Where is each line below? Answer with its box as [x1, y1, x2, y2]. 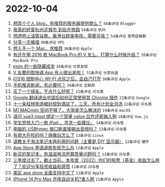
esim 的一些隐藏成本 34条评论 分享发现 [12, 63, 88, 69]
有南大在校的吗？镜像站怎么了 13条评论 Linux [12, 132, 104, 138]
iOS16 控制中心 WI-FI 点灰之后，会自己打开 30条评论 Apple [12, 76, 130, 82]
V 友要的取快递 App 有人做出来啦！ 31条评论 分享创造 [12, 69, 118, 75]
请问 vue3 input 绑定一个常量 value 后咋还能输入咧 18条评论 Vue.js [12, 113, 148, 119]
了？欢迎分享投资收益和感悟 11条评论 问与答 [12, 163, 99, 169]
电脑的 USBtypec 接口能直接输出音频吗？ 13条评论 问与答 [12, 126, 127, 132]
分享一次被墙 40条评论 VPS [12, 39, 64, 45]
